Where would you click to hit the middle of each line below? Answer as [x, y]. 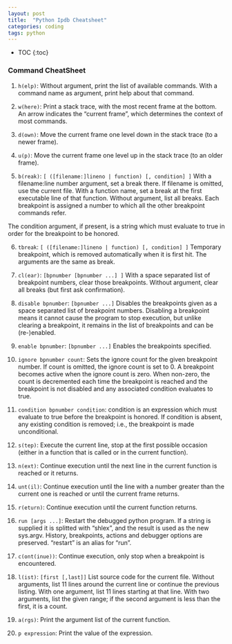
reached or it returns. [48, 473]
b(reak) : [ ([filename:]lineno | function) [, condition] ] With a [115, 176]
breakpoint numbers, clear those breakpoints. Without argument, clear [118, 282]
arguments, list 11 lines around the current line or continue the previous [118, 584]
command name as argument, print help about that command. [106, 93]
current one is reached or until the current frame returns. [99, 494]
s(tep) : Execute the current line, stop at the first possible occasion [113, 445]
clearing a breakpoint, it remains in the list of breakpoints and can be [115, 325]
